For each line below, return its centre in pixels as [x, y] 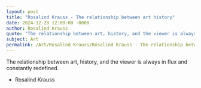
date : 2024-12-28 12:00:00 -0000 [48, 23]
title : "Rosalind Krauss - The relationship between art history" [91, 17]
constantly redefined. [33, 68]
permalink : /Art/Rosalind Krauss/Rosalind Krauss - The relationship [95, 45]
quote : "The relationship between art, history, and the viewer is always [101, 34]
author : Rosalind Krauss [37, 28]
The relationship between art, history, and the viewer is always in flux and [97, 62]
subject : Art [22, 39]
